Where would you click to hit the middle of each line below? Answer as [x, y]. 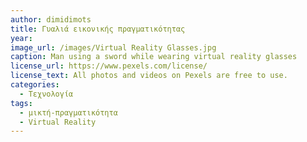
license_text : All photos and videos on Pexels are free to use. [149, 76]
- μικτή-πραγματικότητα [68, 112]
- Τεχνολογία [46, 94]
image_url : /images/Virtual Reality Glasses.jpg [113, 47]
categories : [35, 85]
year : [21, 38]
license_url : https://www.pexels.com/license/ [109, 66]
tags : [21, 103]
